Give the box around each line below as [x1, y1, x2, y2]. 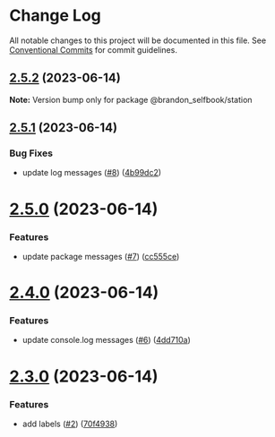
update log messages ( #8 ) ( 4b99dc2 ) [21, 167, 162, 178]
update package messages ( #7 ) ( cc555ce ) [21, 251, 180, 261]
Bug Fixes [9, 147, 54, 159]
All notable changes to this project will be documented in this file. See [9, 35, 267, 46]
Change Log [9, 5, 101, 26]
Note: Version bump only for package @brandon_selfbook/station [9, 94, 253, 105]
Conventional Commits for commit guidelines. [9, 44, 177, 55]
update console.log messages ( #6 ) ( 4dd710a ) [21, 335, 191, 346]
